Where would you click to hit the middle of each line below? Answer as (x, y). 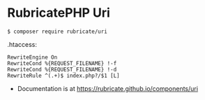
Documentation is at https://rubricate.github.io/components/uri (108, 88)
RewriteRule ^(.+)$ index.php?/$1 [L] (63, 76)
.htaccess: (22, 44)
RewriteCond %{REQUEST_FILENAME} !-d (62, 69)
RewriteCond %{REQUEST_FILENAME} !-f (62, 63)
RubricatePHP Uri (59, 13)
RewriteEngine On (32, 57)
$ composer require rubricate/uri (58, 31)
